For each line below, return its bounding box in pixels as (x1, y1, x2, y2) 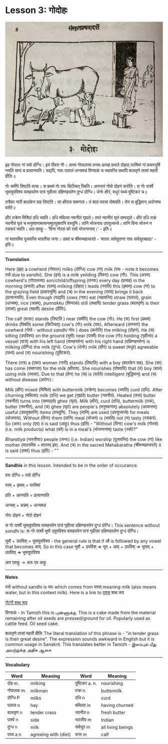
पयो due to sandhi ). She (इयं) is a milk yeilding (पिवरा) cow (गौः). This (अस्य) (5, 272, 151, 278)
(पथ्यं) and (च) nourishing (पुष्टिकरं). (5, 350, 71, 356)
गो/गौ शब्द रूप (5, 600, 27, 606)
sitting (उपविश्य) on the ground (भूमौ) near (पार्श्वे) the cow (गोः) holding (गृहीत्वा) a (5, 333, 157, 339)
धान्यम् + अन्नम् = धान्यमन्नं (5, 502, 46, 508)
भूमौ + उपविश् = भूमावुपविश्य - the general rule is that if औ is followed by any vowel (5, 538, 161, 544)
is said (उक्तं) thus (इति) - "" (5, 448, 59, 454)
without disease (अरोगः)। (5, 377, 54, 383)
